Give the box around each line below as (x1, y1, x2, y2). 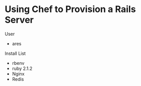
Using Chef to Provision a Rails (5, 4, 136, 15)
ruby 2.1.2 (12, 65, 33, 71)
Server (5, 14, 34, 26)
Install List (5, 50, 26, 56)
